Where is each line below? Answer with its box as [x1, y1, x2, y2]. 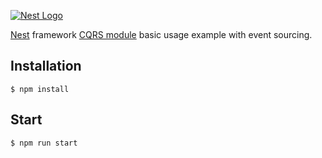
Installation [10, 58, 82, 75]
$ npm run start [10, 138, 78, 148]
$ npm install [10, 84, 70, 94]
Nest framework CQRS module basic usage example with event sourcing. [10, 29, 313, 40]
